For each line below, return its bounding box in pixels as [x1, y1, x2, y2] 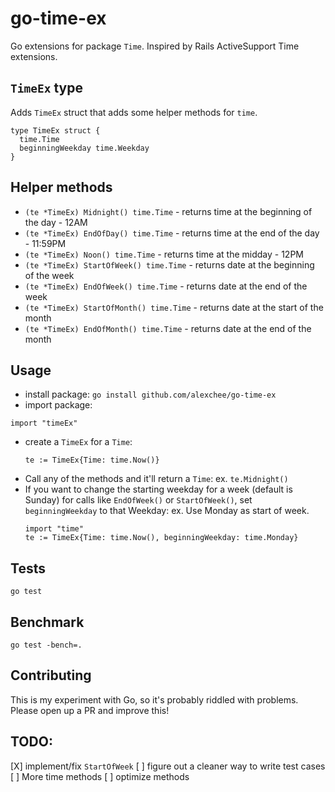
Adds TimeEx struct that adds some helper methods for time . [10, 106, 258, 118]
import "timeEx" [10, 418, 78, 429]
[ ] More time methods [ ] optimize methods [10, 770, 190, 782]
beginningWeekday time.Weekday [19, 143, 150, 153]
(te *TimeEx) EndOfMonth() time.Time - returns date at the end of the [24, 322, 312, 334]
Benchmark [10, 613, 85, 631]
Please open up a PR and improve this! [10, 704, 170, 716]
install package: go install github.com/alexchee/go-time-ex [24, 388, 277, 401]
